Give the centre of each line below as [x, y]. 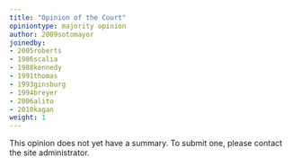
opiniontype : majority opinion [68, 26]
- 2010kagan [31, 109]
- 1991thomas [34, 76]
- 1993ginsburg [38, 84]
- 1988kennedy [36, 68]
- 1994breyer [34, 92]
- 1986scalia [34, 59]
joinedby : [28, 43]
